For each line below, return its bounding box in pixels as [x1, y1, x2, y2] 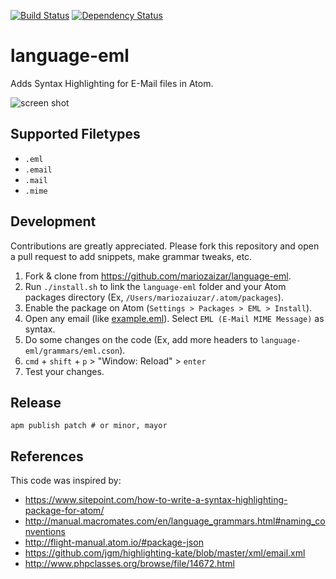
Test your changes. [24, 365, 105, 377]
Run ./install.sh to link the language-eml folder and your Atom [24, 280, 287, 292]
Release [10, 394, 62, 411]
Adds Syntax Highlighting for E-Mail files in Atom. [10, 77, 214, 89]
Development [10, 213, 97, 230]
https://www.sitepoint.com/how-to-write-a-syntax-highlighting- [24, 494, 288, 506]
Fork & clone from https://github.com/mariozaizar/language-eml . [24, 270, 292, 282]
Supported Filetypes [10, 126, 141, 143]
